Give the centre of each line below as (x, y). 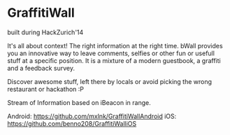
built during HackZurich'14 (45, 32)
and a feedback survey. (41, 68)
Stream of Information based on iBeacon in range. (79, 102)
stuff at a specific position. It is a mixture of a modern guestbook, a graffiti (114, 60)
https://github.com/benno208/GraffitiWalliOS (72, 123)
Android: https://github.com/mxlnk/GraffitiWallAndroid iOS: (92, 116)
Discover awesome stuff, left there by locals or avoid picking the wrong (109, 81)
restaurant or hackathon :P (46, 89)
